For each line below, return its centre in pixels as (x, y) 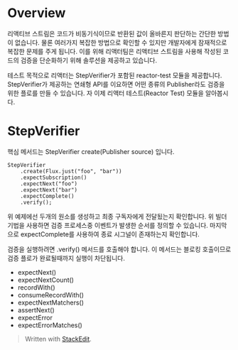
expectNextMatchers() (50, 302)
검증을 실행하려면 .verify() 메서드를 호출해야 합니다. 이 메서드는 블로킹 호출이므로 (119, 249)
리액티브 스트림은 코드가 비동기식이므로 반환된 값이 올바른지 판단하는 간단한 (112, 33)
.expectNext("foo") (49, 184)
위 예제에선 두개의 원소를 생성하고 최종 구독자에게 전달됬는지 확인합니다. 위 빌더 (117, 216)
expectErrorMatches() (50, 325)
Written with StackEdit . (58, 339)
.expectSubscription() (54, 177)
